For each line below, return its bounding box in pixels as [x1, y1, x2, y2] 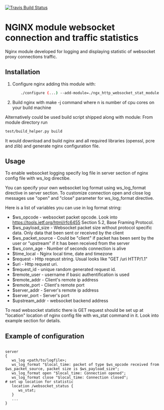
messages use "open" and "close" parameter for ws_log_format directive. [5, 195, 154, 201]
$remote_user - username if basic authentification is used [12, 272, 130, 277]
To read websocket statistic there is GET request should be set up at [5, 307, 143, 313]
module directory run [5, 119, 48, 125]
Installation [5, 68, 40, 76]
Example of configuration [5, 332, 84, 340]
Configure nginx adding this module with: [12, 81, 96, 87]
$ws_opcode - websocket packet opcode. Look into [12, 214, 118, 220]
